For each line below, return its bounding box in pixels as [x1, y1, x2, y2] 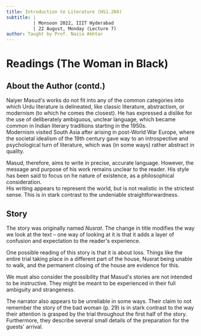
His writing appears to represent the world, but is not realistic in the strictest [6, 185, 194, 192]
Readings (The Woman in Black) [6, 57, 169, 71]
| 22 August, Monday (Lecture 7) [32, 25, 117, 32]
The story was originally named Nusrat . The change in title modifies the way [6, 224, 195, 232]
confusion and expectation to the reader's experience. [6, 237, 141, 244]
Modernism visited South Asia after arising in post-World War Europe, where [6, 128, 195, 136]
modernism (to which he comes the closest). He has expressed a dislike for [6, 109, 193, 117]
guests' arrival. [6, 323, 43, 330]
